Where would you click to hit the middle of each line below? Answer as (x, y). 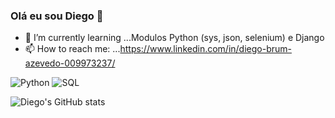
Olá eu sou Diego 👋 (57, 16)
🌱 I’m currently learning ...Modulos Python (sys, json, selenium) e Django (174, 38)
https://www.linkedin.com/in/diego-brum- (205, 49)
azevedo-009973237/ (70, 63)
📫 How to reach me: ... (72, 49)
